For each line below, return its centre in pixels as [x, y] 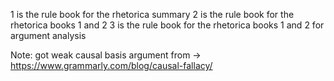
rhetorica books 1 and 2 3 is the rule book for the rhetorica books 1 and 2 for [167, 25]
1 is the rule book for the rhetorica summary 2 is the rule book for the [152, 14]
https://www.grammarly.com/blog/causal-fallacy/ [111, 65]
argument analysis [48, 35]
